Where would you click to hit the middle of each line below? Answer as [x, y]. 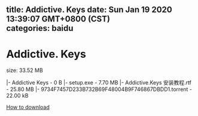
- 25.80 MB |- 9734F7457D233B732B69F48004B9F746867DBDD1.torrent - [99, 89]
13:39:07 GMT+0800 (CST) [58, 19]
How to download [28, 107]
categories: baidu [40, 28]
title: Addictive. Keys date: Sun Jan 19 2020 [89, 10]
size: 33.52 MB [25, 70]
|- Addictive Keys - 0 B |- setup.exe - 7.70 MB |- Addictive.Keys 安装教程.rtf [99, 83]
